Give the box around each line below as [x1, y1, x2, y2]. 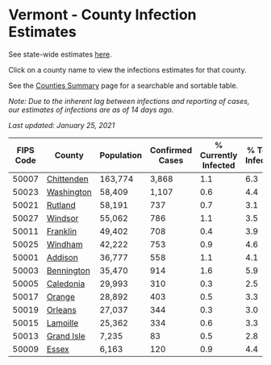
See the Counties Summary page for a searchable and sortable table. [8, 81, 239, 90]
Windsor [46, 212, 79, 223]
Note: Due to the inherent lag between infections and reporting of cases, [8, 96, 250, 106]
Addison [46, 251, 78, 263]
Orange [46, 291, 75, 302]
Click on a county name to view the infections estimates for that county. [8, 64, 248, 74]
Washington [46, 186, 92, 197]
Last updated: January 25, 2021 [8, 120, 115, 130]
